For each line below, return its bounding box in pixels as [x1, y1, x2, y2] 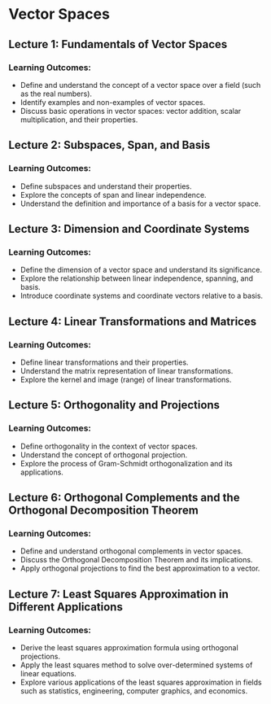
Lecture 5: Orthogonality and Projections [8, 398, 221, 412]
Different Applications [8, 600, 124, 614]
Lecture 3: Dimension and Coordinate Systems [8, 221, 250, 236]
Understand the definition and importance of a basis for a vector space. [20, 199, 261, 208]
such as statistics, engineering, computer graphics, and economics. [20, 686, 248, 696]
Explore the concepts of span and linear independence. [20, 190, 207, 199]
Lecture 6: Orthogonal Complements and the [8, 491, 240, 505]
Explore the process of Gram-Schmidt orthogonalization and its [20, 458, 234, 468]
